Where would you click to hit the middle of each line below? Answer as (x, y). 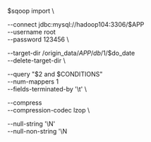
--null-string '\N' (31, 124)
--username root (32, 32)
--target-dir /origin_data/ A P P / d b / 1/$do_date (71, 53)
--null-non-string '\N (37, 131)
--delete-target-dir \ (36, 60)
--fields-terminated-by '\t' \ (47, 89)
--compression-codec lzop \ (49, 110)
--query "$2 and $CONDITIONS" (55, 74)
